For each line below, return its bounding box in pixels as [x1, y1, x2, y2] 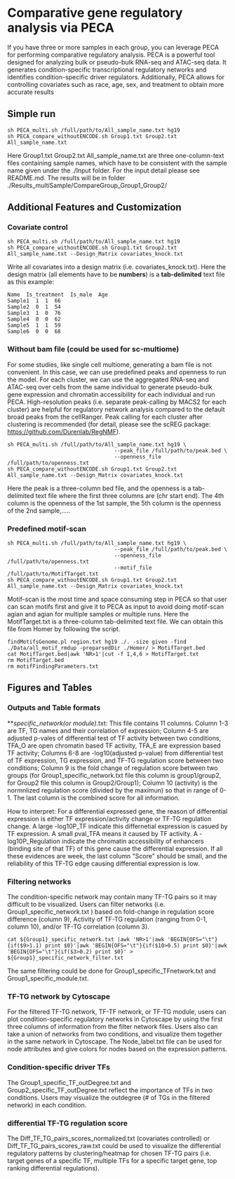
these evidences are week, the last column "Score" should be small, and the [7, 851, 228, 860]
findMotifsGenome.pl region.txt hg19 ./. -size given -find [7, 638, 187, 646]
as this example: [7, 278, 55, 286]
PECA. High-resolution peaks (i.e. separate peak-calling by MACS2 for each [7, 398, 227, 406]
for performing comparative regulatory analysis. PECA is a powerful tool [7, 50, 215, 59]
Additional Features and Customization [7, 201, 182, 213]
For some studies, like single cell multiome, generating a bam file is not [7, 360, 213, 369]
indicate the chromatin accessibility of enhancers [62, 837, 205, 845]
